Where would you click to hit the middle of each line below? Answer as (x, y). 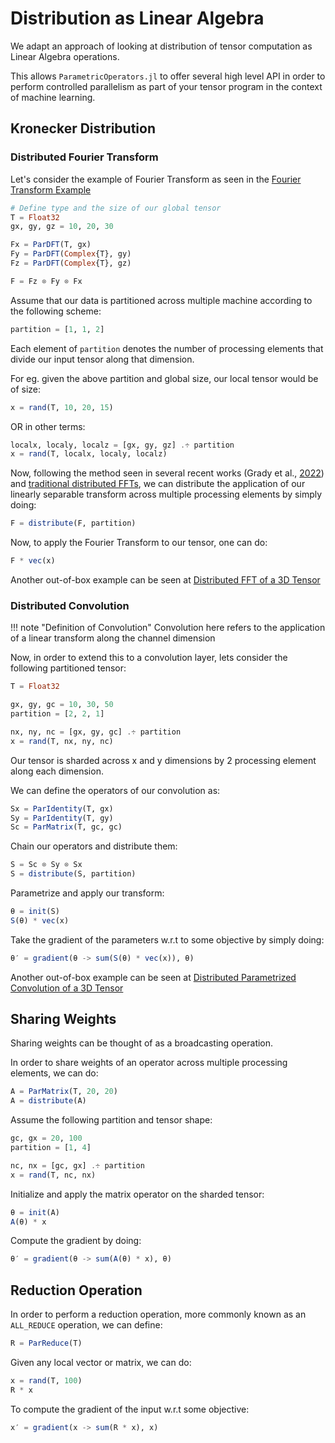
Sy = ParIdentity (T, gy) (62, 818)
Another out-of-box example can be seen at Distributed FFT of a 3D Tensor (165, 580)
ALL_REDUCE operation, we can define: (86, 1325)
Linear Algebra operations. (65, 56)
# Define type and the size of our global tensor (116, 208)
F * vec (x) (33, 561)
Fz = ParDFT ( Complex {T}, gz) (71, 263)
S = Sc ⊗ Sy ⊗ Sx (46, 865)
